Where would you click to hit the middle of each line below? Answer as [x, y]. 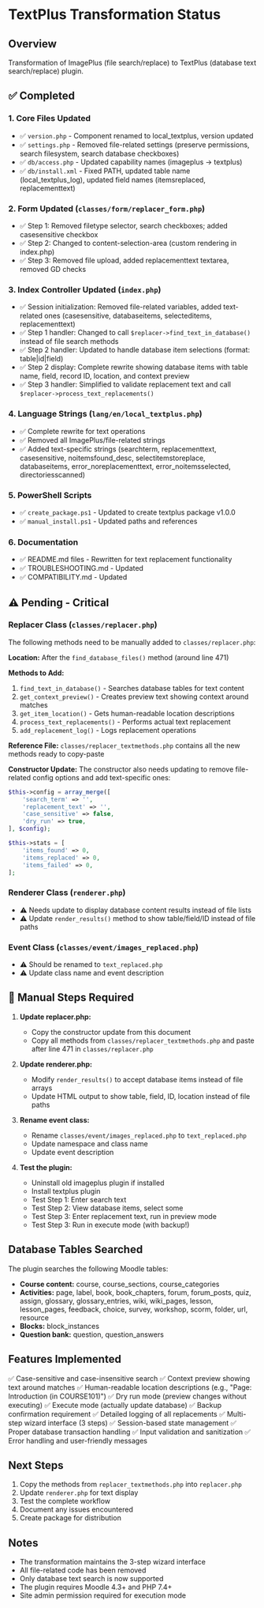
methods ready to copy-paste [56, 753]
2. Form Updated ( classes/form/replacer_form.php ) [107, 209]
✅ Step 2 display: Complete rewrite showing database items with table [134, 367]
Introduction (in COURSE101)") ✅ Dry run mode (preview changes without [127, 1396]
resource [34, 1317]
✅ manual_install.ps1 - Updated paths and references [108, 521]
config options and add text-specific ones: [102, 777]
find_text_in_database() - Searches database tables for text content [132, 688]
